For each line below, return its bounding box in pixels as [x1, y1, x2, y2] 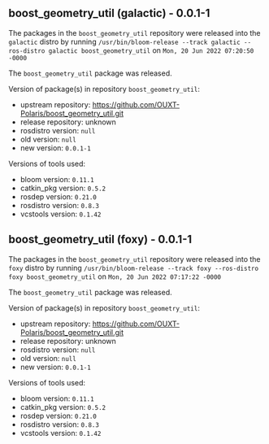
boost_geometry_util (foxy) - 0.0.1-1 [8, 233, 193, 246]
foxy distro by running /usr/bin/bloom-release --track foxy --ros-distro [8, 263, 258, 272]
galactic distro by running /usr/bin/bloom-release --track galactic [8, 37, 241, 46]
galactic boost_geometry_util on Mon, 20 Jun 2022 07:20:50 [48, 45, 254, 55]
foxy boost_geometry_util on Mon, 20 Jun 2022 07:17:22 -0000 [8, 272, 222, 281]
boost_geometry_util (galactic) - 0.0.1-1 [8, 7, 210, 20]
